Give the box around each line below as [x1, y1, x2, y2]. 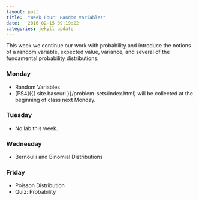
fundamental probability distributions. [6, 55, 99, 62]
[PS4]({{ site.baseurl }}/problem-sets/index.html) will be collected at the [14, 89, 194, 97]
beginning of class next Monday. [14, 96, 96, 103]
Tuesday [6, 111, 32, 119]
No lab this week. [14, 124, 58, 132]
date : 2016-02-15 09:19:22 [6, 20, 79, 26]
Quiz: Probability [14, 188, 56, 196]
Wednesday [6, 139, 42, 148]
